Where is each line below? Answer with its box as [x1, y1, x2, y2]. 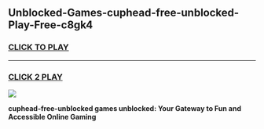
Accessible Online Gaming [8, 112, 97, 121]
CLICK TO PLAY [8, 42, 69, 53]
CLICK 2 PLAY [8, 71, 63, 82]
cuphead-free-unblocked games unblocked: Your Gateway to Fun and [8, 103, 242, 113]
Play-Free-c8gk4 [8, 19, 93, 32]
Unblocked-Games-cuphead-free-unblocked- [8, 6, 240, 20]
